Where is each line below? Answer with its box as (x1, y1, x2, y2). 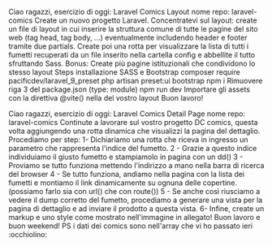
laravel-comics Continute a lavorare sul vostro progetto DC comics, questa (8, 118, 258, 127)
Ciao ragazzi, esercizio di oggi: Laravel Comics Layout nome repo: (8, 7, 230, 16)
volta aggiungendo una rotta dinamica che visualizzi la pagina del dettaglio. (8, 126, 261, 136)
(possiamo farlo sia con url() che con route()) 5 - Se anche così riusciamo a (8, 187, 261, 196)
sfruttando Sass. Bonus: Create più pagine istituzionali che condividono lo (8, 58, 256, 68)
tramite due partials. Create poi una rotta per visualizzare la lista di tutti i (8, 41, 249, 51)
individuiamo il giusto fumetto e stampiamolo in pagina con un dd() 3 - (8, 152, 244, 162)
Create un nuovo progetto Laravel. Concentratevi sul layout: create (34, 15, 257, 25)
